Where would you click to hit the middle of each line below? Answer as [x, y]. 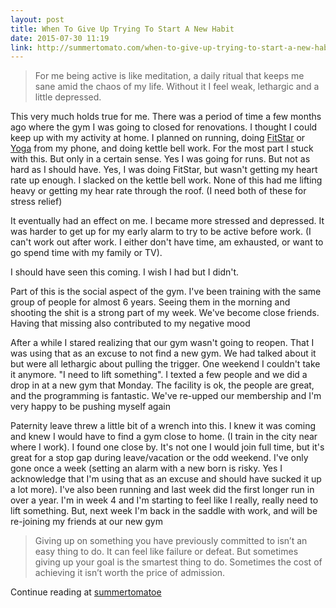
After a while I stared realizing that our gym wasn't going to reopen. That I [162, 343]
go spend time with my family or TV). [86, 253]
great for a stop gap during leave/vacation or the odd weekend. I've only [159, 458]
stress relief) [36, 202]
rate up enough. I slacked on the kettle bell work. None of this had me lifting [166, 180]
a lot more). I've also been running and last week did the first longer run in [162, 490]
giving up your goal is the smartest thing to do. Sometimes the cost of [178, 562]
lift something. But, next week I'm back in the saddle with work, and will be [164, 511]
